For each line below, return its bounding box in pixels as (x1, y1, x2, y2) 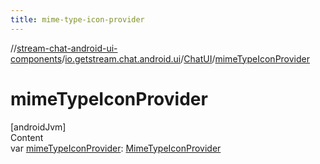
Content (10, 131, 44, 143)
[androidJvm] (10, 121, 67, 133)
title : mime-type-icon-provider (10, 14, 145, 25)
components (10, 52, 63, 65)
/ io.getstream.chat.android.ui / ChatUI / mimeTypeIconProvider (61, 52, 311, 65)
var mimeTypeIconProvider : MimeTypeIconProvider (10, 142, 222, 154)
